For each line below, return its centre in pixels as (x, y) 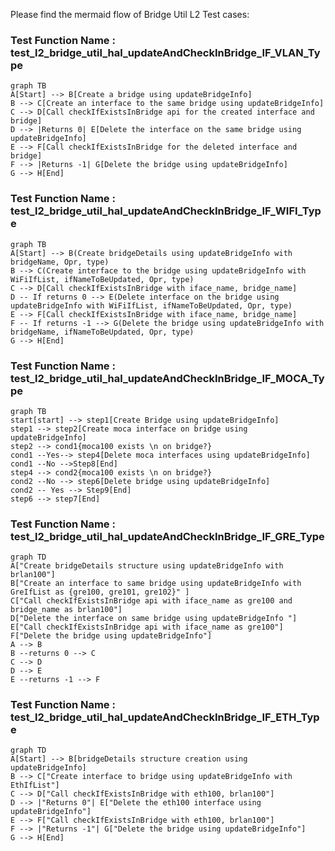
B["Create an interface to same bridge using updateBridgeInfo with (156, 584)
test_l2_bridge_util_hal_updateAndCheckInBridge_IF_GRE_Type (167, 536)
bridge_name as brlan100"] (66, 610)
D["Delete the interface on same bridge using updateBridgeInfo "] (154, 619)
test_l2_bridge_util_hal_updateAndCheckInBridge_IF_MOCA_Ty (167, 378)
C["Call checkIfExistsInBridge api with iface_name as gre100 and (151, 601)
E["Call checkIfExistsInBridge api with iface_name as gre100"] (147, 627)
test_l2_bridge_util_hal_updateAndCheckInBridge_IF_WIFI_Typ (166, 211)
